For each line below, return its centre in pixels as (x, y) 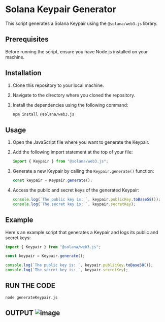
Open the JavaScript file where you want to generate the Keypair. (81, 142)
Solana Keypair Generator (61, 9)
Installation (23, 73)
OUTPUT (20, 313)
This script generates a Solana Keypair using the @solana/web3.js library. (81, 23)
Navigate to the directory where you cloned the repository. (74, 95)
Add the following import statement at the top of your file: (73, 152)
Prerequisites (27, 39)
